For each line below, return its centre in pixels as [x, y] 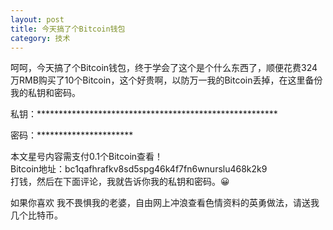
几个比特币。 [36, 215]
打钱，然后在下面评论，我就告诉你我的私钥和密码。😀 [120, 182]
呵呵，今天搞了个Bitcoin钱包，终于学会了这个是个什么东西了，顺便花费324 [164, 68]
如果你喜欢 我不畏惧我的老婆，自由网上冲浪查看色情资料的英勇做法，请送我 [165, 203]
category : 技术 [40, 38]
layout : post [37, 19]
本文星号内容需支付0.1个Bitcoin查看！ [87, 157]
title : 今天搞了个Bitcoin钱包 [68, 29]
